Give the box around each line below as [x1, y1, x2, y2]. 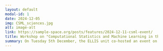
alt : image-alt [5, 25, 36, 30]
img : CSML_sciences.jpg [5, 20, 53, 26]
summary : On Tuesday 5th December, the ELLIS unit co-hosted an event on [5, 39, 158, 44]
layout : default [5, 7, 38, 12]
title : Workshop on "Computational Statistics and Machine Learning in [5, 34, 153, 39]
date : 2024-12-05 [5, 16, 40, 21]
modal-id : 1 [5, 12, 29, 17]
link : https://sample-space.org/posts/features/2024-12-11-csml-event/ [5, 30, 153, 34]
